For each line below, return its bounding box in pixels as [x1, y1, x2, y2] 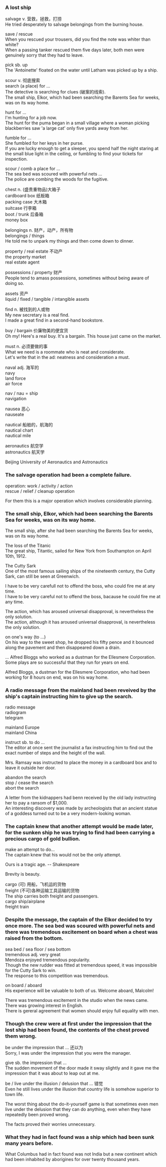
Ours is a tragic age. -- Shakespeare [5, 862, 80, 868]
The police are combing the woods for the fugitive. [5, 176, 109, 182]
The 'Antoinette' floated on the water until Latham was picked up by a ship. [5, 67, 158, 73]
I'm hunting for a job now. [5, 115, 57, 121]
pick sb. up [5, 62, 28, 68]
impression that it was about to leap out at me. [5, 1071, 100, 1077]
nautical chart [5, 427, 33, 434]
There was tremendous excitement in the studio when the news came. [5, 997, 149, 1003]
